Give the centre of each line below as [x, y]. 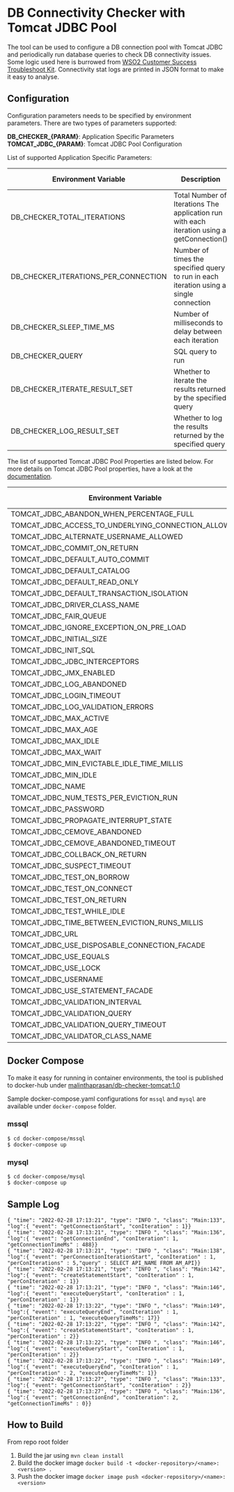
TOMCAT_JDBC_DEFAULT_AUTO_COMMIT [80, 559]
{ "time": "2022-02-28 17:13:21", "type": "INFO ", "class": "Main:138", [117, 1251]
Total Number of [200, 195]
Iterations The [196, 204]
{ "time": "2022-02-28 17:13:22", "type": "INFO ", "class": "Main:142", [117, 1324]
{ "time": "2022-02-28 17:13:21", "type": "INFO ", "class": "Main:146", [117, 1287]
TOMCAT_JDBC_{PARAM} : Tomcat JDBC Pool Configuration [95, 144]
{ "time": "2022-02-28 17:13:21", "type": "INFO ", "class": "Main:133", [117, 1220]
